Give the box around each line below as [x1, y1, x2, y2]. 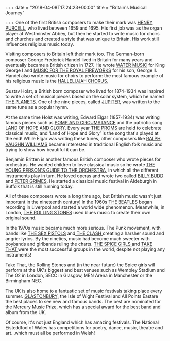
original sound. [5, 215, 37, 221]
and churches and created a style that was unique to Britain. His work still [5, 36, 159, 42]
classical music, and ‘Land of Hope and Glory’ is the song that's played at [5, 130, 159, 136]
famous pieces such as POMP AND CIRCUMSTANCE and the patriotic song [5, 120, 163, 125]
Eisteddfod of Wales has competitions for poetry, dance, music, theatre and [5, 325, 163, 330]
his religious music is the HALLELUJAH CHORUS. [5, 78, 109, 84]
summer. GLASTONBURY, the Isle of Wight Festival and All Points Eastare [5, 293, 158, 299]
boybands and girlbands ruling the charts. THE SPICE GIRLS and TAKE [5, 241, 153, 247]
